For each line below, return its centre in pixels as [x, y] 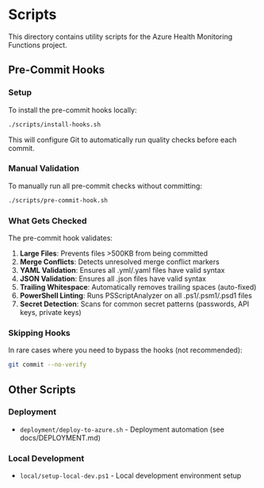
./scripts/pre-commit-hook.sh [58, 200]
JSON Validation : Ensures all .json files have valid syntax [113, 279]
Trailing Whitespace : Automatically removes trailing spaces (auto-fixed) [138, 286]
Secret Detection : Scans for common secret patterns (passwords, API [134, 304]
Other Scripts [42, 389]
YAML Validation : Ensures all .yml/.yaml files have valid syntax [122, 270]
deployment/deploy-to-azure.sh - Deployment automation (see [122, 429]
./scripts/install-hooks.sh [55, 125]
